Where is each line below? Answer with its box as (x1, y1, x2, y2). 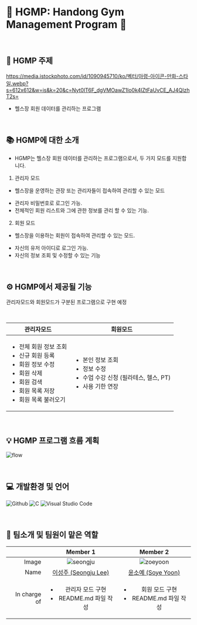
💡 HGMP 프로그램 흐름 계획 (6, 435, 100, 446)
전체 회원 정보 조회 (19, 343, 67, 351)
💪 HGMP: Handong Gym (6, 5, 124, 19)
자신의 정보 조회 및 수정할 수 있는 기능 (14, 251, 101, 258)
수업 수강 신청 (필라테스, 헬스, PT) (83, 374, 171, 382)
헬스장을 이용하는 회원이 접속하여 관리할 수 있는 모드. (14, 232, 135, 239)
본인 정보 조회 (83, 356, 118, 364)
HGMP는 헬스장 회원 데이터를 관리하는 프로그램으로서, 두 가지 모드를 (14, 154, 171, 161)
